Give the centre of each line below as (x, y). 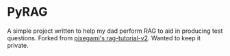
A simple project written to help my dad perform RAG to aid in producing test (115, 31)
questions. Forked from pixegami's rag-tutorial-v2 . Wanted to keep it (104, 38)
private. (18, 45)
